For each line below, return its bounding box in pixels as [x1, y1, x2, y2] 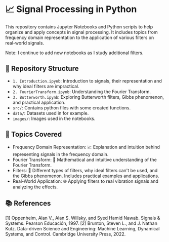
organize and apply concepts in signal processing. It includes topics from [5, 29, 158, 35]
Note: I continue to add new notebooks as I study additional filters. [5, 50, 144, 56]
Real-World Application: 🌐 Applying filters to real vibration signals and [12, 178, 158, 184]
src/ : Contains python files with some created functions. [12, 104, 131, 111]
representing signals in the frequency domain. [12, 151, 109, 157]
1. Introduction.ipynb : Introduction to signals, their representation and [12, 77, 162, 84]
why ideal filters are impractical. [12, 83, 79, 89]
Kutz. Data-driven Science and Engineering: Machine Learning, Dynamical [5, 226, 160, 232]
